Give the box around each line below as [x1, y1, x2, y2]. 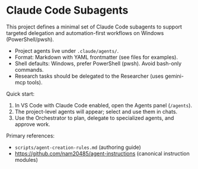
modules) [14, 156, 39, 163]
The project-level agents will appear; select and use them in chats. [14, 108, 178, 115]
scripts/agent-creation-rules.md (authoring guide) [14, 144, 141, 151]
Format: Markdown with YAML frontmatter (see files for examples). [14, 53, 178, 60]
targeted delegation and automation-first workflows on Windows [6, 29, 164, 36]
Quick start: [6, 90, 34, 97]
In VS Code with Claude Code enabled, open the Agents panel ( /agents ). [14, 101, 193, 109]
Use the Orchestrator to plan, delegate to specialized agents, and [14, 114, 174, 122]
